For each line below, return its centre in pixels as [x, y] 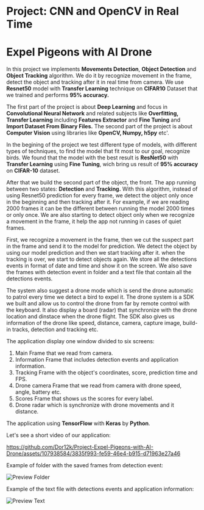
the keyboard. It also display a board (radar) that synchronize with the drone [102, 310]
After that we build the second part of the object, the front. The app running [101, 183]
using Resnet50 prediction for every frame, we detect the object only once [100, 195]
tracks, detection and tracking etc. [55, 330]
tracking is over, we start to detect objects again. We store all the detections [102, 259]
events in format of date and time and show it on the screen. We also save [99, 266]
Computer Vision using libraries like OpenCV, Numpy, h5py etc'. [88, 133]
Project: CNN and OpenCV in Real [93, 11]
